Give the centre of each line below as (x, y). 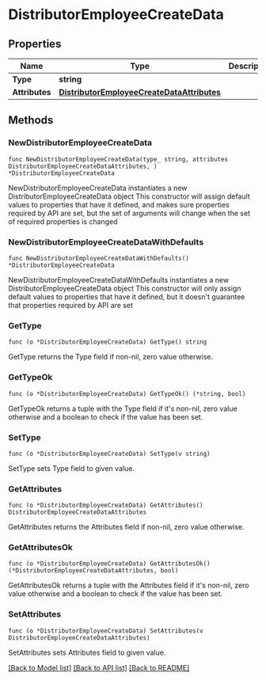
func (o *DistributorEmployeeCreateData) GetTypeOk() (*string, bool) (127, 393)
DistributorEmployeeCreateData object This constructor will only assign (125, 288)
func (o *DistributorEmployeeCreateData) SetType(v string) (110, 454)
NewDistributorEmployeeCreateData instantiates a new (98, 188)
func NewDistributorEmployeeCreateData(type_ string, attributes (118, 159)
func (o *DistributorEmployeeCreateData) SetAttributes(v (106, 631)
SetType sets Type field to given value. (71, 468)
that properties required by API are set (70, 305)
